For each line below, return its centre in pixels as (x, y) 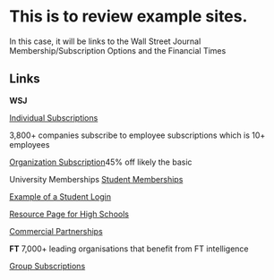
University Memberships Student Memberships (96, 179)
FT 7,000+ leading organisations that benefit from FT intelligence (129, 249)
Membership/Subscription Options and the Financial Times (118, 50)
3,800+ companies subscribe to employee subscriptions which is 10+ (137, 135)
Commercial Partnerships (56, 231)
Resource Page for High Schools (69, 214)
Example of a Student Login (60, 196)
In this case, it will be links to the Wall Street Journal (105, 41)
